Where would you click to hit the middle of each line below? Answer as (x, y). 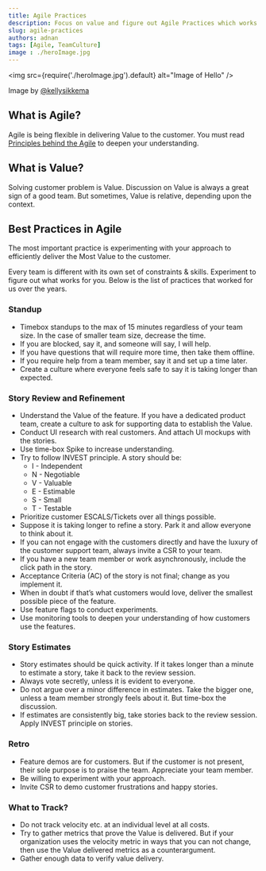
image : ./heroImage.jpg (49, 52)
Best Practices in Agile (65, 229)
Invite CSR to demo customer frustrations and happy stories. (119, 787)
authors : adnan (33, 38)
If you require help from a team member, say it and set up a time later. (133, 360)
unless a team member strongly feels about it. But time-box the (123, 698)
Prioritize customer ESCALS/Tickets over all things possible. (118, 517)
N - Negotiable (56, 474)
